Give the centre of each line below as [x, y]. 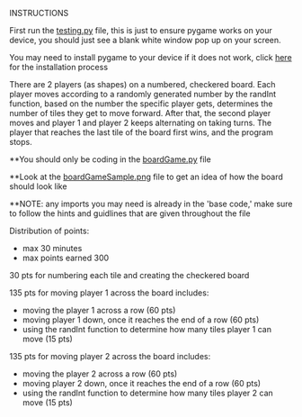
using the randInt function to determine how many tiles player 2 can [148, 393]
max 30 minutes [52, 248]
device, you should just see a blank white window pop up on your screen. [145, 40]
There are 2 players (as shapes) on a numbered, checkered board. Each [142, 84]
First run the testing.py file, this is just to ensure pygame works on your [141, 30]
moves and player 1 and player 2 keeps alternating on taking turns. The [141, 122]
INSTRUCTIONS [39, 13]
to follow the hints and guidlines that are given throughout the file [130, 213]
